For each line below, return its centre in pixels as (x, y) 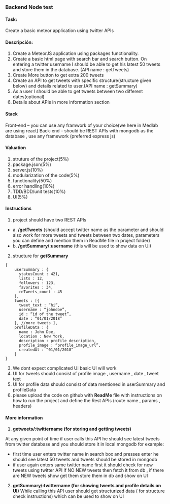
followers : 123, (37, 283)
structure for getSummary (40, 256)
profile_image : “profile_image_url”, (60, 345)
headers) (22, 406)
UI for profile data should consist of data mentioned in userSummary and (89, 384)
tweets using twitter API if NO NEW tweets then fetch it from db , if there (88, 470)
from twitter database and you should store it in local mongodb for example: (85, 444)
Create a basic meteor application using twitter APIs (60, 31)
